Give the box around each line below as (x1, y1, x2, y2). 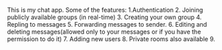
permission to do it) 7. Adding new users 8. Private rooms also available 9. (7, 35, 216, 43)
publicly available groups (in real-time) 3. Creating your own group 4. (7, 13, 202, 21)
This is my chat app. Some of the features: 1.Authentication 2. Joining (7, 6, 203, 14)
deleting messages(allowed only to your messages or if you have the (7, 27, 201, 36)
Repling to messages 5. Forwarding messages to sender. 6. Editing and (7, 21, 208, 28)
